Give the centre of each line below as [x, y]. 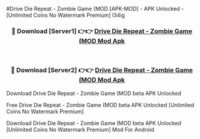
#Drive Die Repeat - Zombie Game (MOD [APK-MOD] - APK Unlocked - [95, 9]
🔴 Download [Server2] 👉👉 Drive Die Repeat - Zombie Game [102, 70]
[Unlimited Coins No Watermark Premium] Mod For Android [80, 129]
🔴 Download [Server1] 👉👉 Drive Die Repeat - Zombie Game [102, 31]
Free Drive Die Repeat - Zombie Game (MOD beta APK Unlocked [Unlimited [100, 105]
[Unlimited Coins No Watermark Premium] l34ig [66, 15]
